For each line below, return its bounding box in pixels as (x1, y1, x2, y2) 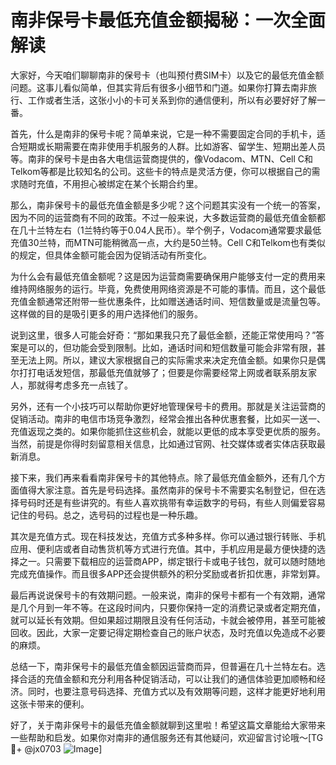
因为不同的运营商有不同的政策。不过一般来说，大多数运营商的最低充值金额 (10, 211, 317, 223)
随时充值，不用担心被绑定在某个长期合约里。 (18, 177, 203, 190)
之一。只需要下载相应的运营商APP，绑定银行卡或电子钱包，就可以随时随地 (18, 555, 326, 567)
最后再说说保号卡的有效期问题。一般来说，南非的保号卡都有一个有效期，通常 (10, 589, 326, 601)
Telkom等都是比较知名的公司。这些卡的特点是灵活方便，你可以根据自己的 (10, 165, 312, 177)
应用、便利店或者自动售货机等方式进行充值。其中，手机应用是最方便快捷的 (10, 542, 317, 555)
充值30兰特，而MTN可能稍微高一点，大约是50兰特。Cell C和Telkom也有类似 (10, 236, 326, 248)
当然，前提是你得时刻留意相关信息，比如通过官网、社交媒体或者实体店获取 (10, 437, 317, 450)
